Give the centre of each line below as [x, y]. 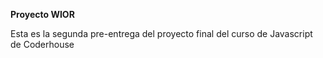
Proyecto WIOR [42, 14]
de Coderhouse [42, 44]
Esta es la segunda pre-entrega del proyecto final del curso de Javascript [161, 33]
